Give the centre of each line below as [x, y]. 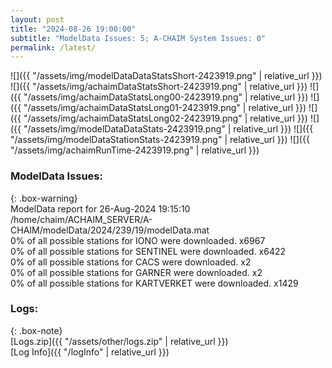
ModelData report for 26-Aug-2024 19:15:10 [100, 208]
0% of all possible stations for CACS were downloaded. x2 [131, 262]
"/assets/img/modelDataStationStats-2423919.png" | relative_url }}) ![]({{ [160, 140]
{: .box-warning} [44, 198]
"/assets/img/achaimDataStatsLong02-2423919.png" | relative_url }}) [165, 118]
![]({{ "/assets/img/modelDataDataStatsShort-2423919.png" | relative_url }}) [166, 76]
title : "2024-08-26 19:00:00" [73, 29]
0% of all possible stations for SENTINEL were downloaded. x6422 [148, 251]
